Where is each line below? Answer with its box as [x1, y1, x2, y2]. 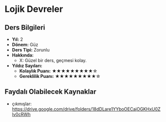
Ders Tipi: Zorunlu [11, 47, 50, 53]
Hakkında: [11, 52, 34, 58]
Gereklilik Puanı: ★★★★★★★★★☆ [19, 73, 101, 79]
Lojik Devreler [4, 3, 63, 15]
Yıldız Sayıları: [11, 63, 43, 68]
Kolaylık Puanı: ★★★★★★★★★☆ [19, 68, 98, 74]
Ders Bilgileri [4, 23, 45, 32]
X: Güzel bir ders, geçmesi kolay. [19, 58, 87, 63]
